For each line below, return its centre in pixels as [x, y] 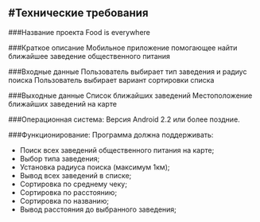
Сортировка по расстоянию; [68, 192]
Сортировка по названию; [64, 201]
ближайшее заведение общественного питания [89, 56]
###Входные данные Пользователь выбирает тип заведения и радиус [128, 72]
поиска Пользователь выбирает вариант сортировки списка [111, 80]
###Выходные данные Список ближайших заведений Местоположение [130, 95]
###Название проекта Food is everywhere [80, 32]
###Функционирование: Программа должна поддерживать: [111, 134]
